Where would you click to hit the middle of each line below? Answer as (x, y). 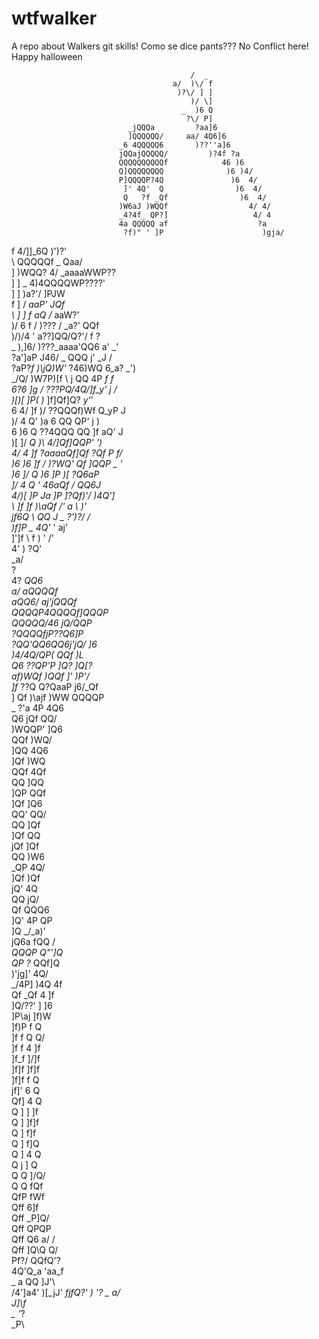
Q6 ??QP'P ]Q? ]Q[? (52, 665)
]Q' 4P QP (32, 920)
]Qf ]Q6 (27, 803)
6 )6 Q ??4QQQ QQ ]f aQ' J (67, 431)
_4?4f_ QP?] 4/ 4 (195, 215)
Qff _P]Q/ (30, 1218)
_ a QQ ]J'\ (33, 1281)
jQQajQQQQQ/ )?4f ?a (179, 153)
